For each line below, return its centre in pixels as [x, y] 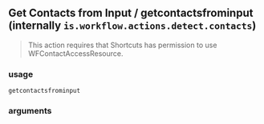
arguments [30, 111]
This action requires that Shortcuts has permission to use [122, 45]
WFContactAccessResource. [75, 53]
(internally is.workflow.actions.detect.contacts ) [132, 26]
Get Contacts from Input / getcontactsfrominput [131, 13]
